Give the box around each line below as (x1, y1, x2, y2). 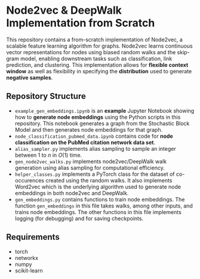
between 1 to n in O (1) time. (14, 151, 82, 159)
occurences (14, 176, 45, 184)
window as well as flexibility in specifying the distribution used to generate (6, 67, 192, 75)
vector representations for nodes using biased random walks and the (6, 48, 176, 55)
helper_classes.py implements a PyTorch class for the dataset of (14, 170, 175, 178)
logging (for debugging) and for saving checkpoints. (14, 215, 144, 222)
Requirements (6, 232, 60, 242)
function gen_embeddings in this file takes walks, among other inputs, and (14, 202, 193, 209)
